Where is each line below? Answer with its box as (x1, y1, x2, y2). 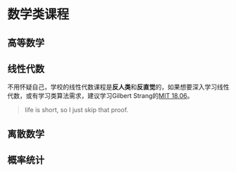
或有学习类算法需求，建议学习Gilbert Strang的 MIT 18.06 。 (25, 92, 194, 100)
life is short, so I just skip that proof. (24, 106, 129, 114)
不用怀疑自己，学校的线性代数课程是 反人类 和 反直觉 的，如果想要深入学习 (7, 82, 217, 92)
